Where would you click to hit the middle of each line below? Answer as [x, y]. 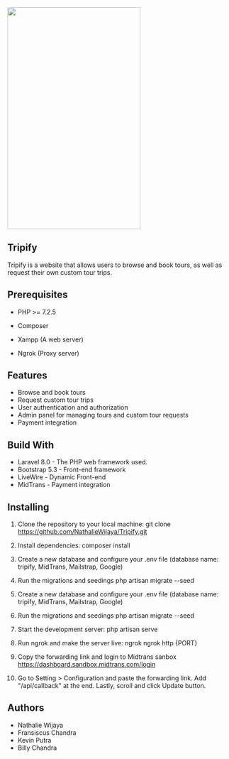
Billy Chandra [37, 748]
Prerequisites [38, 295]
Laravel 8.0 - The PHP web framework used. [82, 462]
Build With [31, 445]
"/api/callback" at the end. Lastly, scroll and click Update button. [112, 686]
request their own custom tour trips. [60, 272]
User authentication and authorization [73, 408]
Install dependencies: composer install [74, 545]
